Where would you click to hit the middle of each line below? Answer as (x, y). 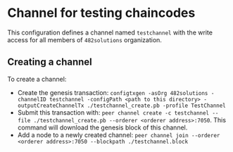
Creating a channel (50, 62)
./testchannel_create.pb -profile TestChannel (157, 106)
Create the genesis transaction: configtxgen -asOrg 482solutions (113, 92)
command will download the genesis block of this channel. (102, 127)
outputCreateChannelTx (51, 106)
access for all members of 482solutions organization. (84, 39)
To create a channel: (37, 79)
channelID (32, 99)
